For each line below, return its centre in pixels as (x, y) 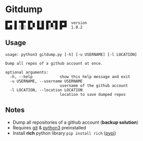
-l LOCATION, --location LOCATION (46, 90)
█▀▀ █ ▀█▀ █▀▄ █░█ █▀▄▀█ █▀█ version (46, 23)
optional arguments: (27, 72)
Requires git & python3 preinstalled (49, 127)
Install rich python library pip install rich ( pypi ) (64, 133)
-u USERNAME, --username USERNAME (46, 81)
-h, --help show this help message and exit (70, 77)
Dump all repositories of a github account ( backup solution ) (75, 122)
